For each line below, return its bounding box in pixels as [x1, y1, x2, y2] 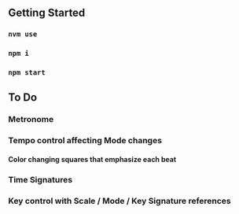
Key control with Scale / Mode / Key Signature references [8, 195, 232, 206]
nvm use [8, 30, 38, 39]
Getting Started [8, 6, 86, 20]
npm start [8, 68, 46, 77]
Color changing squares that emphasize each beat [8, 154, 177, 164]
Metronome [8, 114, 54, 125]
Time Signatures [8, 174, 73, 185]
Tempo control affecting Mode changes [8, 135, 163, 146]
